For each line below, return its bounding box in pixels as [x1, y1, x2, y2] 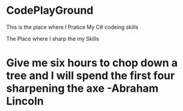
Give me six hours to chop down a [6, 56, 178, 70]
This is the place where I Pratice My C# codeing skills [6, 23, 139, 31]
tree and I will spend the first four [6, 69, 175, 83]
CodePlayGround [6, 4, 94, 17]
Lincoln [6, 94, 44, 108]
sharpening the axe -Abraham [6, 82, 159, 95]
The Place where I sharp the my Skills [6, 35, 100, 42]
